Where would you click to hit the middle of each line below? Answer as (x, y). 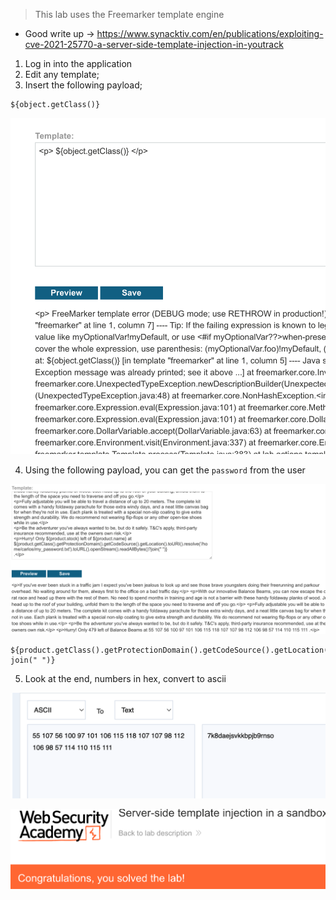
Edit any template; (62, 74)
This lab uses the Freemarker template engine (129, 14)
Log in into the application (78, 63)
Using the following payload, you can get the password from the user (165, 470)
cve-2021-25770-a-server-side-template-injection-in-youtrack (154, 44)
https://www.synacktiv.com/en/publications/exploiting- (210, 33)
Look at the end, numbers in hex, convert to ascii (125, 678)
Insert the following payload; (83, 85)
